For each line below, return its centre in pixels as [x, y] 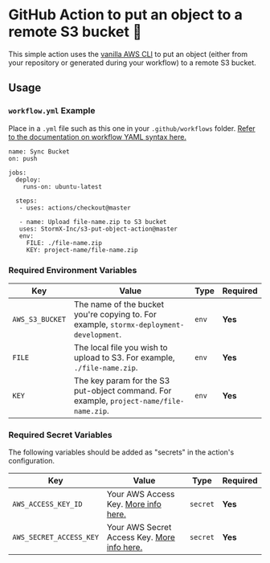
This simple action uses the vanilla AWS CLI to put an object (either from [128, 54]
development [96, 335]
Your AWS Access [141, 494]
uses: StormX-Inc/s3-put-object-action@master [98, 229]
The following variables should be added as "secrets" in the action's [121, 452]
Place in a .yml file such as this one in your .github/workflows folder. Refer [132, 128]
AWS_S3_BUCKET [39, 319]
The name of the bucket [119, 304]
